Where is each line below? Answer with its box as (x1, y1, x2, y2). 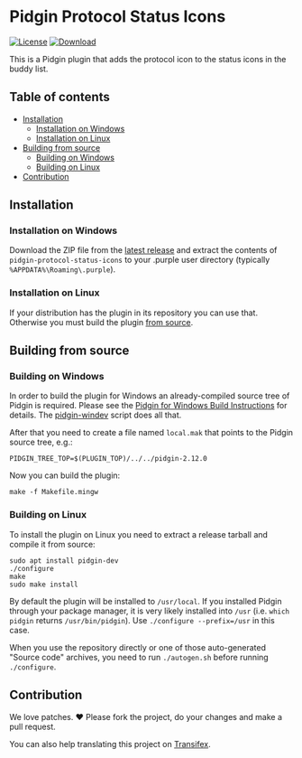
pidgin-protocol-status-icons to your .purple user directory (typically (9, 255, 270, 266)
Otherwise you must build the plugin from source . (9, 316, 194, 327)
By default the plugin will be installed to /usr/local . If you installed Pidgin (9, 595, 282, 606)
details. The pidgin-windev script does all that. (9, 409, 182, 421)
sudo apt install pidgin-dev (9, 556, 119, 566)
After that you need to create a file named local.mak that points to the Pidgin (9, 427, 294, 438)
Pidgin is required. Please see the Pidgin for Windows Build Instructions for (9, 400, 288, 411)
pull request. (9, 721, 56, 732)
